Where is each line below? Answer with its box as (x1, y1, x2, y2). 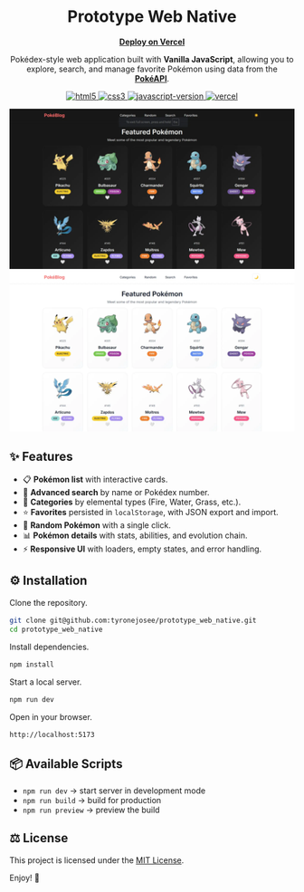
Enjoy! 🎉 (9, 872, 41, 883)
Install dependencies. (9, 641, 90, 653)
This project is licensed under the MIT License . (9, 854, 185, 866)
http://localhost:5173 (9, 731, 95, 740)
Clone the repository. (9, 597, 88, 608)
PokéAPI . (134, 72, 170, 83)
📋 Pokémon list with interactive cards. (22, 474, 168, 484)
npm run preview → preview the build (22, 804, 160, 815)
